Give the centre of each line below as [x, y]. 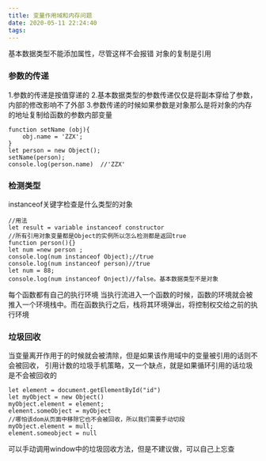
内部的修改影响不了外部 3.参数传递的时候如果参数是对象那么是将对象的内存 [130, 104]
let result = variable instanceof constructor [86, 227]
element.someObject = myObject [60, 411]
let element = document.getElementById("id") [84, 391]
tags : [17, 30]
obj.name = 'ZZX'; [53, 136]
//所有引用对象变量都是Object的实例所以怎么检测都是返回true [97, 236]
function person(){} [42, 243]
